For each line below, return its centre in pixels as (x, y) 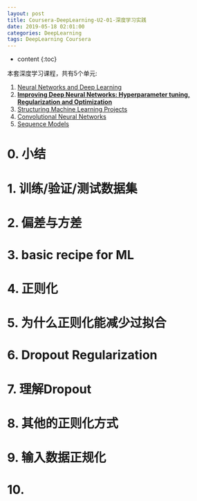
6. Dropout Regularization (82, 355)
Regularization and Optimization (65, 102)
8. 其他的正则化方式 (63, 423)
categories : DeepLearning (44, 33)
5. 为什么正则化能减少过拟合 (87, 323)
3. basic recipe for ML (71, 255)
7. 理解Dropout (49, 389)
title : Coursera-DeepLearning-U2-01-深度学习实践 (77, 20)
